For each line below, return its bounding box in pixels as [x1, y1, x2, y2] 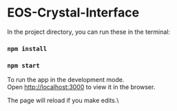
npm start [7, 61, 40, 70]
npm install [7, 45, 48, 52]
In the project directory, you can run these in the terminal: [7, 28, 171, 36]
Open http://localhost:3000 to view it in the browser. [7, 83, 156, 91]
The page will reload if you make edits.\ [7, 97, 119, 105]
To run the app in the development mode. [7, 76, 125, 84]
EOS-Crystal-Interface [7, 5, 140, 21]
